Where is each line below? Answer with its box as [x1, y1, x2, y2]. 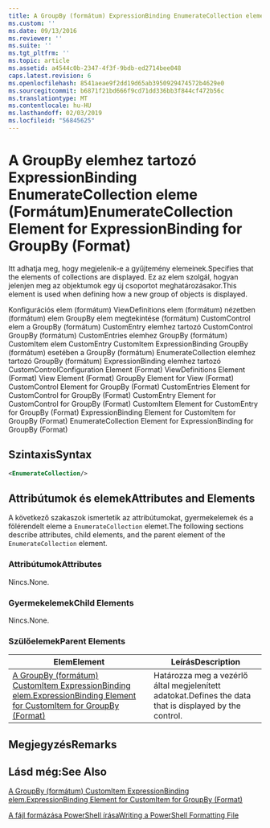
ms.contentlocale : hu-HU [8, 101, 92, 110]
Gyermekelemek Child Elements [8, 597, 134, 608]
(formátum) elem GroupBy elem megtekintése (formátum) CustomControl [8, 313, 251, 323]
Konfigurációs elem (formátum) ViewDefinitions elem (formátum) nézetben [8, 304, 256, 314]
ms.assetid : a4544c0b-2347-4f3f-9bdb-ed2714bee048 [8, 64, 182, 72]
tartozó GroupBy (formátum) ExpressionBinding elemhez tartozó [8, 356, 221, 366]
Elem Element [53, 656, 105, 668]
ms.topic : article [8, 57, 70, 65]
